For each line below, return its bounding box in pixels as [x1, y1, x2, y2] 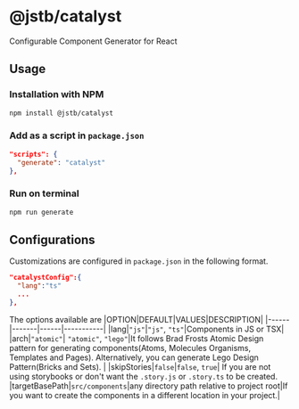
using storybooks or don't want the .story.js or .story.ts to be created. [9, 371, 278, 381]
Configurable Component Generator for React [9, 36, 178, 46]
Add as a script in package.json [9, 129, 145, 142]
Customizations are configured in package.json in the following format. [9, 256, 269, 266]
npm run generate [9, 208, 74, 217]
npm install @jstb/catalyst [9, 109, 114, 118]
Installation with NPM [9, 88, 104, 101]
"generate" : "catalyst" [17, 158, 105, 167]
